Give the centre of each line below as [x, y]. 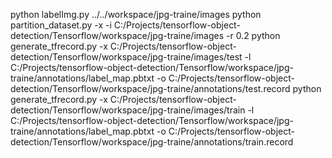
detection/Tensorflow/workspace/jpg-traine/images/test [126, 57]
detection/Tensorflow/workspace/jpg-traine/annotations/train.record [152, 142]
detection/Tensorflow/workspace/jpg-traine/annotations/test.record [150, 88]
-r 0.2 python [253, 35]
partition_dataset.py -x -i [61, 25]
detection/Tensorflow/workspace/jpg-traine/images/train [128, 110]
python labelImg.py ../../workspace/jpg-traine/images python [136, 14]
